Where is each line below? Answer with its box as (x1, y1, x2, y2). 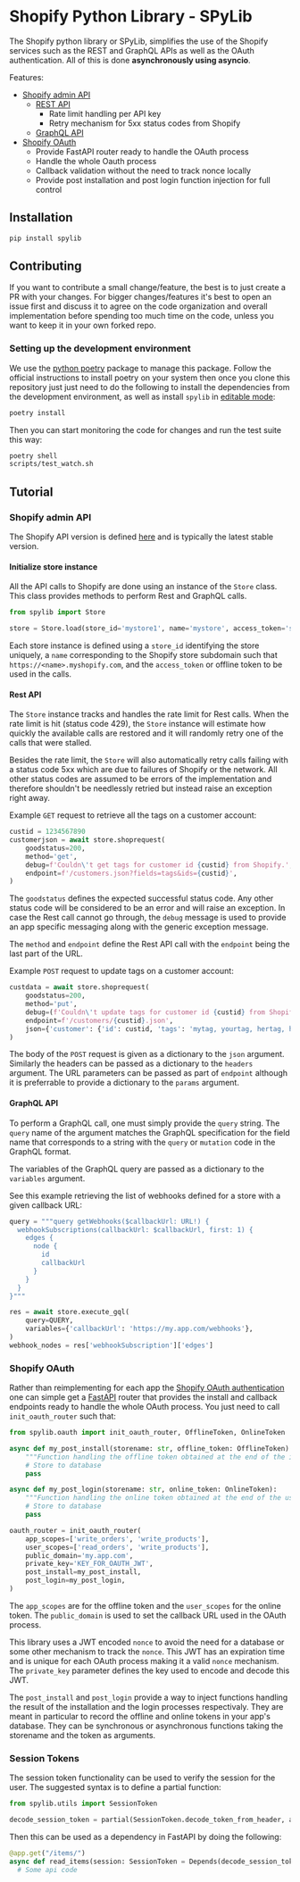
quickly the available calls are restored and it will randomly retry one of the (9, 728, 284, 738)
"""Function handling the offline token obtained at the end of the (25, 1453, 286, 1461)
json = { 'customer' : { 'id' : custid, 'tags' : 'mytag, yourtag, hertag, (25, 1024, 286, 1033)
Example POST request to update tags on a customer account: (9, 966, 234, 977)
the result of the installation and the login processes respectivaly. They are (9, 1701, 284, 1711)
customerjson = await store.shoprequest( (9, 836, 166, 845)
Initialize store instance (9, 561, 98, 572)
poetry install (9, 408, 66, 417)
